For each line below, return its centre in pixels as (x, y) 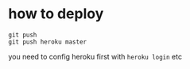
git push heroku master (48, 42)
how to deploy (56, 14)
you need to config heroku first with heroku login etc (95, 56)
